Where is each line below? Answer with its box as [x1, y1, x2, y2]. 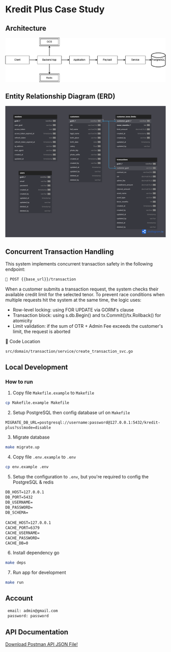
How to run [5, 378, 33, 385]
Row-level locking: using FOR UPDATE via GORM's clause [12, 306, 134, 312]
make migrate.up [5, 445, 40, 450]
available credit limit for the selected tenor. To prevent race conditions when [5, 291, 165, 297]
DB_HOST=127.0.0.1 [5, 490, 44, 495]
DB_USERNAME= [5, 500, 33, 505]
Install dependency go [12, 550, 60, 556]
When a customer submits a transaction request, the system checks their [5, 286, 159, 292]
